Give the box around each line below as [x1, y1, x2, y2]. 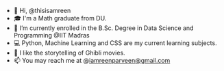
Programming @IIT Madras [13, 31, 90, 39]
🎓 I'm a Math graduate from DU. [13, 14, 107, 22]
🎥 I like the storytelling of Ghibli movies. [13, 48, 125, 57]
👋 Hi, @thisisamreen [13, 7, 71, 14]
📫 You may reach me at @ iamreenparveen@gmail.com [13, 57, 171, 64]
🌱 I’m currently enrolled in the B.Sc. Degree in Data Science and [13, 24, 194, 32]
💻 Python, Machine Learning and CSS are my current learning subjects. [13, 39, 217, 47]
